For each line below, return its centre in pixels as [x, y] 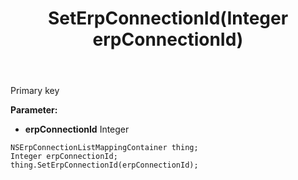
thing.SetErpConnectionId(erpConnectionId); [104, 165]
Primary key [35, 91]
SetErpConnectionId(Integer [168, 18]
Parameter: [34, 110]
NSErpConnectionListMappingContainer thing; [104, 148]
